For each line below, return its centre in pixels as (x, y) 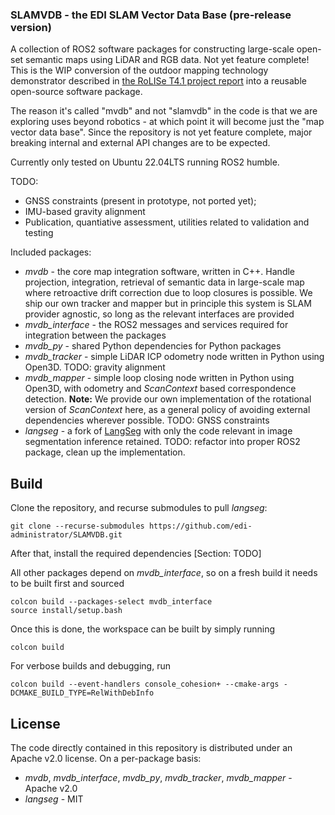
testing (39, 233)
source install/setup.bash (66, 611)
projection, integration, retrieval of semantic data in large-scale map (164, 282)
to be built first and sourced (67, 584)
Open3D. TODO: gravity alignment (95, 367)
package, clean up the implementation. (105, 452)
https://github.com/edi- (200, 526)
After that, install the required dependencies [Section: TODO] (136, 554)
